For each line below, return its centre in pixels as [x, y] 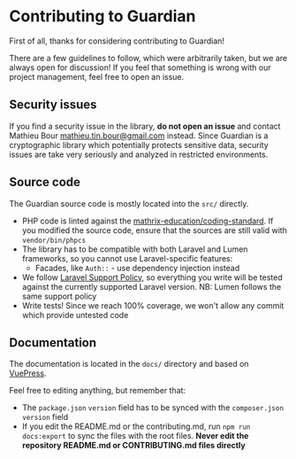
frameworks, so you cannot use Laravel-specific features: [127, 258]
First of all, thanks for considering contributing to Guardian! [117, 41]
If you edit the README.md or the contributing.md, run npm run [136, 426]
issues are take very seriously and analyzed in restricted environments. [139, 154]
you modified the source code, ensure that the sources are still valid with [154, 230]
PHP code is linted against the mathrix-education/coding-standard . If [148, 221]
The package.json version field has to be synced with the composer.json [153, 408]
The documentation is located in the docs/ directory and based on [129, 364]
